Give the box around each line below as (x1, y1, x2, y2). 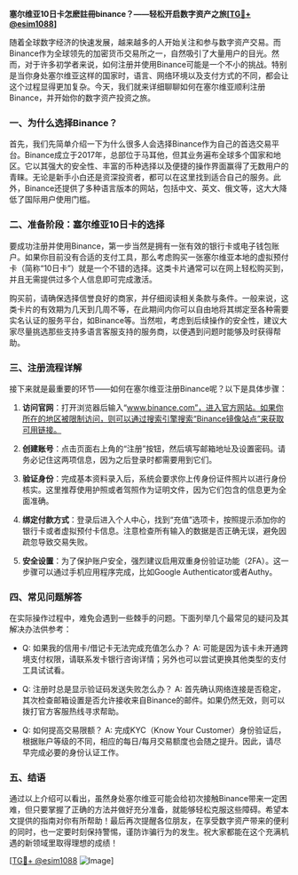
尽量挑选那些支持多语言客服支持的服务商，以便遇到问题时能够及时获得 (16, 326, 273, 337)
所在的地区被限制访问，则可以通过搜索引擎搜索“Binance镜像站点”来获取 (21, 413, 285, 424)
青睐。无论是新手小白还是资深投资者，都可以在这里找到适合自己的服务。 (9, 172, 273, 183)
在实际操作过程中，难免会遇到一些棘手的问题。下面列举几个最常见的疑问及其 (9, 613, 289, 624)
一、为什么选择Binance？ (9, 116, 118, 129)
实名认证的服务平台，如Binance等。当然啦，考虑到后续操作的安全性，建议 (9, 314, 280, 325)
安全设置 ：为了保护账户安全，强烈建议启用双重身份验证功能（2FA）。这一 (21, 555, 289, 566)
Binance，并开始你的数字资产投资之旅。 (9, 92, 156, 103)
